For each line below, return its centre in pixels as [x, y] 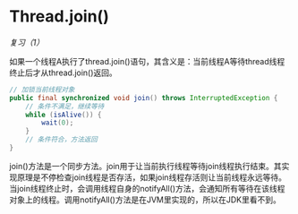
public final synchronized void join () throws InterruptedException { [144, 98]
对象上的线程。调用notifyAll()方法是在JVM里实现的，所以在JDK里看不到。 [145, 200]
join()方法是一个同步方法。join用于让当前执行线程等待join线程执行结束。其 [145, 166]
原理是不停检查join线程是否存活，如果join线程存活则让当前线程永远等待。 [151, 177]
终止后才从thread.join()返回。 [64, 73]
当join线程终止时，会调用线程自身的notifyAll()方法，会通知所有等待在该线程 [147, 188]
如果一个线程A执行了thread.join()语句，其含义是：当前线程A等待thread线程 [147, 61]
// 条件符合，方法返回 [62, 140]
